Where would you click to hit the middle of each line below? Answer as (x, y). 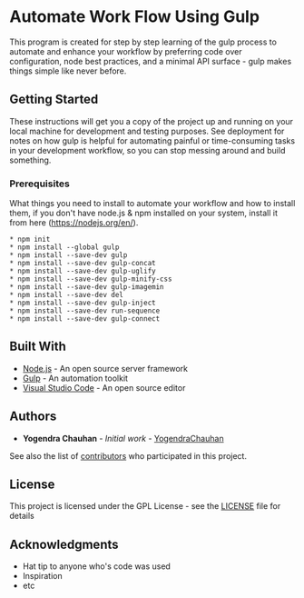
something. (30, 160)
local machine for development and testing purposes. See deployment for (147, 131)
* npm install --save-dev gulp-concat (83, 264)
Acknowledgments (64, 544)
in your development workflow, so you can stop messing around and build (147, 150)
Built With (38, 347)
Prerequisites (39, 184)
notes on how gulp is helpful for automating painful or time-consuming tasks (152, 140)
